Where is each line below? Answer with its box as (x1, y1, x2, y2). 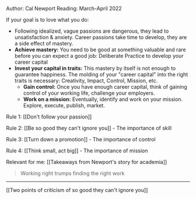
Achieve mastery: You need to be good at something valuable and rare (14, 46, 186, 53)
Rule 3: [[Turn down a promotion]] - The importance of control (6, 136, 156, 142)
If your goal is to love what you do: (6, 16, 89, 23)
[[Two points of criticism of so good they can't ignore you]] (6, 187, 148, 193)
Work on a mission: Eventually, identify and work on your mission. (23, 96, 183, 103)
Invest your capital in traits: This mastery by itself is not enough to (14, 65, 176, 72)
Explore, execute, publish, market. (23, 102, 105, 109)
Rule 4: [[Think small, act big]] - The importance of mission (6, 147, 148, 154)
